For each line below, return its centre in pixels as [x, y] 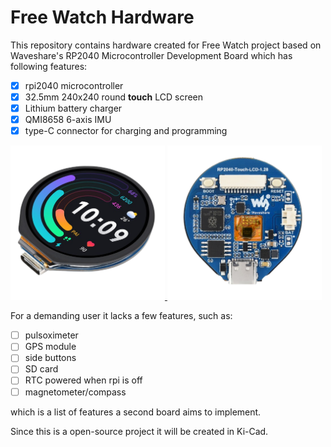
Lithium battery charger [73, 108]
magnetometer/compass [75, 392]
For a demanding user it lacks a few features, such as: [121, 316]
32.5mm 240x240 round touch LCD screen [114, 97]
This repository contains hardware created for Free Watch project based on [166, 45]
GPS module [50, 347]
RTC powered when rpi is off [83, 380]
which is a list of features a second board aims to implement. [136, 412]
